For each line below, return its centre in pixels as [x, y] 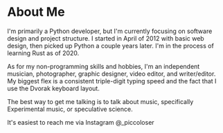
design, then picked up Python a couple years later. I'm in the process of [111, 45]
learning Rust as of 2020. [43, 53]
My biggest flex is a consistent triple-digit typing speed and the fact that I [112, 81]
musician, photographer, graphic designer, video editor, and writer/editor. [111, 74]
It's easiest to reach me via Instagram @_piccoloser [81, 122]
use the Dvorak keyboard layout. [54, 88]
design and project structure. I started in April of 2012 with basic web [106, 38]
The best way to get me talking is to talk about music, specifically [100, 101]
